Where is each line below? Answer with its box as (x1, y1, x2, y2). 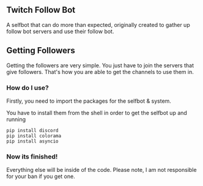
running (6, 116, 26, 123)
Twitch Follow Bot (6, 5, 75, 15)
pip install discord (6, 127, 59, 133)
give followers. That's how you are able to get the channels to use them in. (6, 68, 194, 75)
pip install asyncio (6, 138, 59, 144)
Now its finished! (6, 152, 58, 161)
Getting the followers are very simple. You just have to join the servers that (6, 61, 194, 69)
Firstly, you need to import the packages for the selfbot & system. (6, 97, 171, 105)
